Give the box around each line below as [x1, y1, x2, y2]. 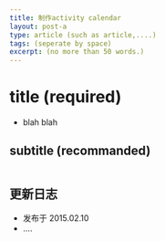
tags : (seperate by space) [9, 38, 112, 48]
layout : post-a [9, 22, 67, 31]
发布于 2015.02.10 [22, 212, 89, 224]
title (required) [9, 87, 122, 108]
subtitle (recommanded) [9, 143, 151, 159]
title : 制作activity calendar [9, 13, 121, 23]
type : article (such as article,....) [9, 30, 157, 39]
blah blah [22, 117, 57, 128]
